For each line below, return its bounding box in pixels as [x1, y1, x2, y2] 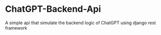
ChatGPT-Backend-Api [5, 3, 101, 15]
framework [5, 25, 28, 31]
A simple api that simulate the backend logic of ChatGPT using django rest [5, 20, 156, 26]
